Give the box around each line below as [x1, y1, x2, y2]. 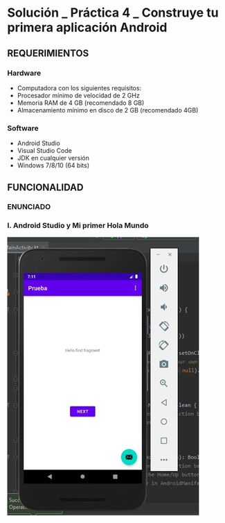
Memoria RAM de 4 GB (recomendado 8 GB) [17, 99, 145, 107]
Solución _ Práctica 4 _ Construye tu [7, 5, 219, 21]
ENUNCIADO [7, 202, 51, 212]
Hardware [7, 68, 42, 78]
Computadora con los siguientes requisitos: [17, 83, 142, 92]
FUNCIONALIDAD [7, 181, 84, 193]
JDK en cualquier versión [17, 154, 90, 163]
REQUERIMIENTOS [7, 47, 89, 59]
